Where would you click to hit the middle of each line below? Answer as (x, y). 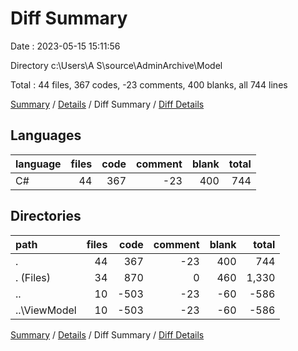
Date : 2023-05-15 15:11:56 (65, 46)
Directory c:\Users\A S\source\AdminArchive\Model (116, 65)
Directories (46, 216)
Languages (46, 135)
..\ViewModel (46, 310)
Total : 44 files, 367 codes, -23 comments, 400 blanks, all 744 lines (149, 84)
